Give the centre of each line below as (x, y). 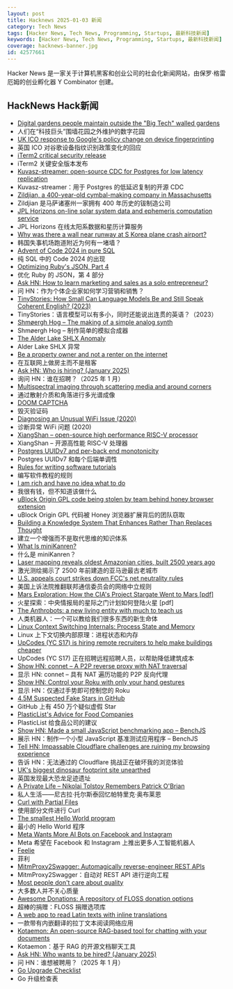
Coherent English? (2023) (54, 306)
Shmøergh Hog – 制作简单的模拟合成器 (73, 330)
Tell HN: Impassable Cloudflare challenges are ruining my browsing (113, 746)
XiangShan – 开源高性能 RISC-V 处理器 (72, 443)
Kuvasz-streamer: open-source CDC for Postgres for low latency (110, 171)
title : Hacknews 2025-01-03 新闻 (55, 20)
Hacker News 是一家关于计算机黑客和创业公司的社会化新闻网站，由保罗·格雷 (116, 73)
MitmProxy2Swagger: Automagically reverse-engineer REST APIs (111, 866)
